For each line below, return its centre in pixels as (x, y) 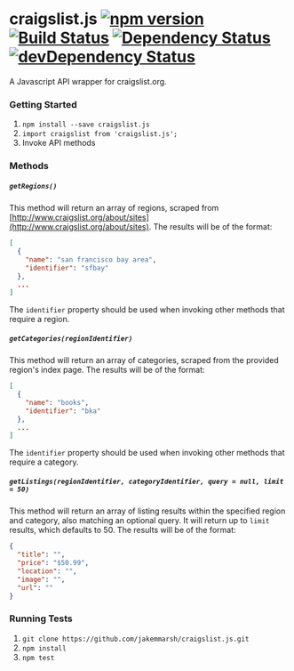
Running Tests (41, 618)
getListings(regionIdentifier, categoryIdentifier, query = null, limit (147, 481)
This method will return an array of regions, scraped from (114, 208)
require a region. (40, 319)
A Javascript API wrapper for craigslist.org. (88, 81)
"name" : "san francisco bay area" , (91, 259)
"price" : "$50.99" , (53, 563)
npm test (38, 658)
